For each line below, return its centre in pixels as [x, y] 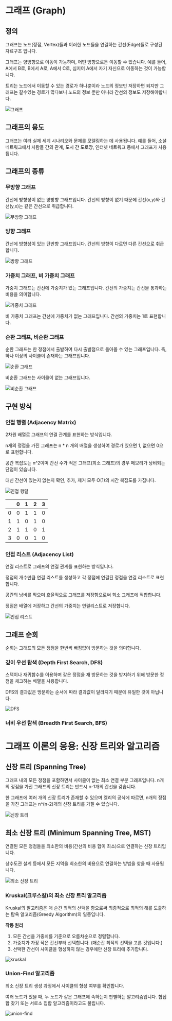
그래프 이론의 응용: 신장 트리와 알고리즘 [83, 746]
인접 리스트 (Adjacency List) [40, 554]
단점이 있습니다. [21, 470]
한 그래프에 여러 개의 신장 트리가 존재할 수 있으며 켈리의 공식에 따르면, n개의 [81, 798]
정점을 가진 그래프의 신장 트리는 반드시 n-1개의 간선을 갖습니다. [73, 787]
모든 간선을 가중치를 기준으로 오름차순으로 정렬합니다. [66, 936]
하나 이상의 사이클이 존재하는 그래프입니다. [48, 356]
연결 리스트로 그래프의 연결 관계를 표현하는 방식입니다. [60, 566]
